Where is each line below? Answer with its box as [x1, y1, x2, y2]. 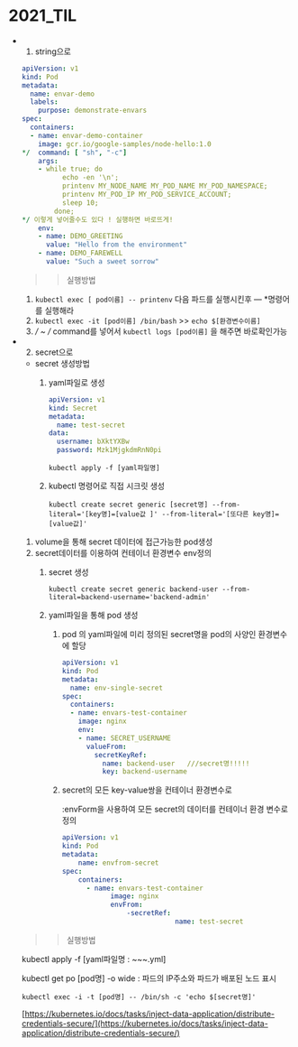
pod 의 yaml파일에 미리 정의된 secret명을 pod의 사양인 [61, 629, 257, 640]
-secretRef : [126, 909, 172, 918]
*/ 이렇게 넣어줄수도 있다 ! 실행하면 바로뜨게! [21, 215, 174, 224]
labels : [30, 97, 59, 107]
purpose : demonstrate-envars [38, 106, 148, 116]
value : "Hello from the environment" [45, 240, 188, 249]
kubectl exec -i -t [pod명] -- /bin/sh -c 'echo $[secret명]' [21, 992, 257, 1002]
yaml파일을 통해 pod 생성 [48, 610, 139, 621]
